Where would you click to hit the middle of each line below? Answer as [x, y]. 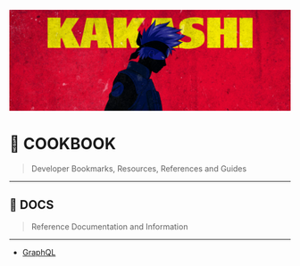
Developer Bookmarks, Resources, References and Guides [139, 169]
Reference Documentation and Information [109, 226]
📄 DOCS [32, 205]
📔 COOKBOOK [62, 144]
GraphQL [39, 252]
